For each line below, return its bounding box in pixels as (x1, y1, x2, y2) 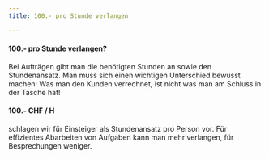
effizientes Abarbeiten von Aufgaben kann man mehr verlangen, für (8, 132, 234, 142)
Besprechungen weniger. (8, 141, 92, 151)
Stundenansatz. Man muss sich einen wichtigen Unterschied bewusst (8, 70, 241, 80)
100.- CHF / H (8, 106, 55, 115)
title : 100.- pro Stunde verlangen (8, 11, 129, 20)
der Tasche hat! (8, 87, 61, 97)
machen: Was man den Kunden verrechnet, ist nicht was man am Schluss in (8, 78, 262, 89)
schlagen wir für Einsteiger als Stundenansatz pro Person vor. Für (8, 124, 228, 134)
